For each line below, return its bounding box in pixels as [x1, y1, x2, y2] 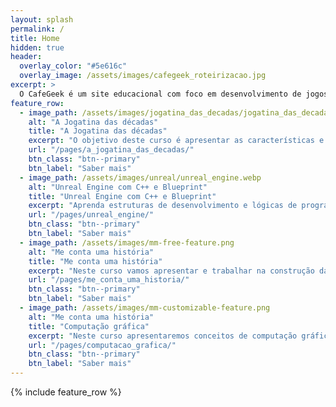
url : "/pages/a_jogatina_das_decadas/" [28, 145, 195, 155]
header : [10, 52, 43, 62]
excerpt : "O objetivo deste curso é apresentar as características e [28, 136, 325, 146]
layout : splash [10, 14, 74, 25]
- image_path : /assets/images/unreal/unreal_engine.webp [19, 172, 262, 183]
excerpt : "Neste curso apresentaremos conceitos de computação [28, 331, 298, 341]
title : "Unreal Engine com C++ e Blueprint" [28, 191, 217, 201]
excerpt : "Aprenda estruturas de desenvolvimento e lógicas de [28, 201, 298, 211]
